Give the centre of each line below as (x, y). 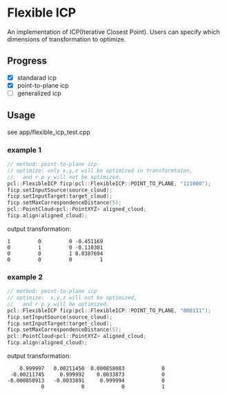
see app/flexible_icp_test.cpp (49, 132)
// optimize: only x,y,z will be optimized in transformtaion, (100, 171)
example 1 (24, 150)
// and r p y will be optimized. (58, 304)
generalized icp (39, 93)
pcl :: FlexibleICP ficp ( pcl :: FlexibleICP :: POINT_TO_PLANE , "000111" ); (109, 310)
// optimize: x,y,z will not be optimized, (72, 298)
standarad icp (37, 77)
